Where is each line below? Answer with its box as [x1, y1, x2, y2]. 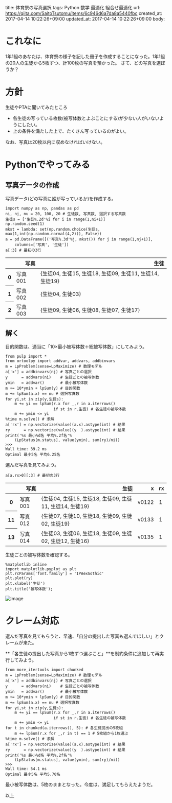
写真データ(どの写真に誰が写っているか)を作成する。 [5, 195, 116, 202]
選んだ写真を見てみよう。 [5, 461, 59, 467]
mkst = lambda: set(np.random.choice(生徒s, [5, 226, 100, 232]
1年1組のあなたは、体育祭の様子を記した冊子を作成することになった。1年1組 [5, 53, 165, 59]
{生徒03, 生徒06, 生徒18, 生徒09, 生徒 [41, 530, 132, 537]
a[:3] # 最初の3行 [5, 248, 41, 253]
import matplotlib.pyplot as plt [5, 566, 77, 571]
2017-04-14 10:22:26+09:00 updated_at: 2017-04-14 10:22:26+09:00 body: [5, 16, 165, 22]
